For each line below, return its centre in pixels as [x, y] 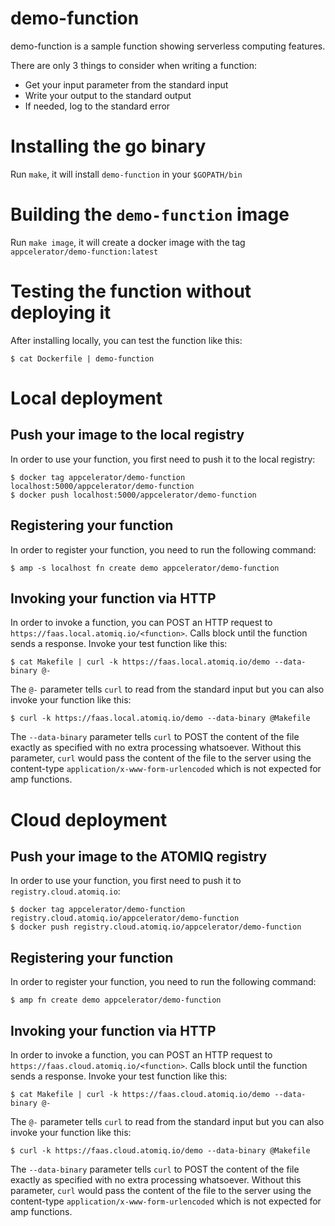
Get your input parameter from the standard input [126, 84]
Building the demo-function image [150, 214]
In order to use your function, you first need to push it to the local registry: [163, 459]
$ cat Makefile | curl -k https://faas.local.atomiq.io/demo [140, 662]
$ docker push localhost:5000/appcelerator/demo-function [133, 495]
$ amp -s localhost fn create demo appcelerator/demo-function [145, 568]
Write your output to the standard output [108, 95]
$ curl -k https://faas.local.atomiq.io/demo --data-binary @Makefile [160, 718]
